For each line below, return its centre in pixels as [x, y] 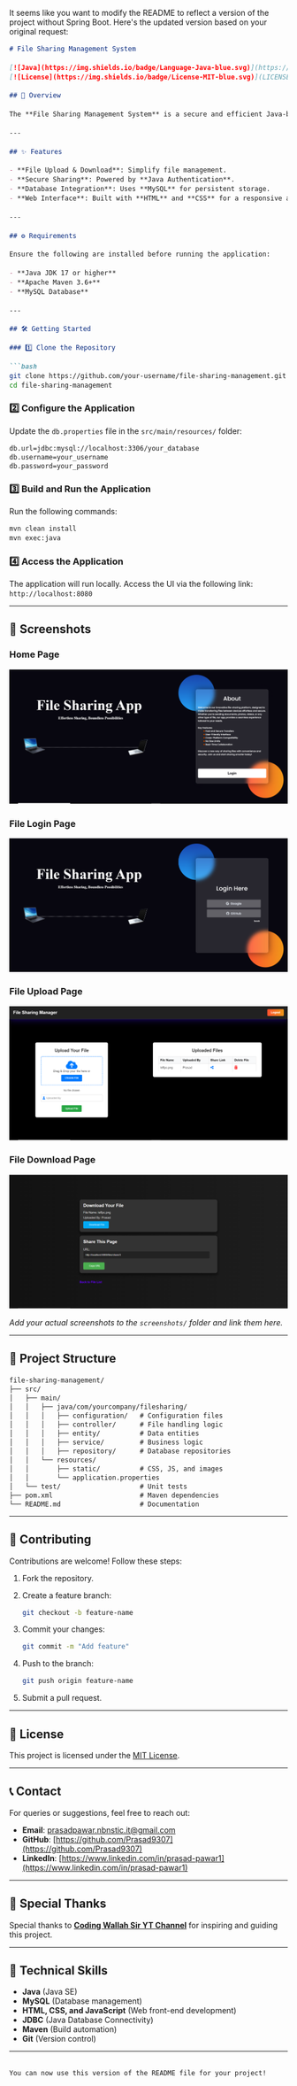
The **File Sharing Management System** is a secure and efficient [136, 114]
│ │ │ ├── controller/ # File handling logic [116, 1425]
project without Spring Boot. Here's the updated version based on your [138, 22]
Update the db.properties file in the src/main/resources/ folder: [126, 431]
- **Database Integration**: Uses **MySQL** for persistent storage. [140, 189]
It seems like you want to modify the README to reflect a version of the [139, 13]
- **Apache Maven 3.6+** [55, 282]
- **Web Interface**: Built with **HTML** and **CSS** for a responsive [146, 198]
